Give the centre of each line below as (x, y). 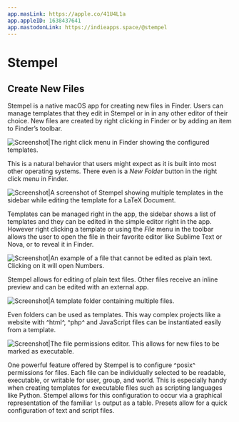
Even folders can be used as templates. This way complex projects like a (114, 315)
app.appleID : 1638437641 (44, 21)
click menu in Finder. (38, 179)
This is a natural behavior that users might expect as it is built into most (112, 164)
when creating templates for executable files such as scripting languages (115, 388)
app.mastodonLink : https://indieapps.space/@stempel (87, 27)
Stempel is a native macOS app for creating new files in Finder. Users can (115, 106)
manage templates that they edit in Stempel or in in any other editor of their (118, 113)
